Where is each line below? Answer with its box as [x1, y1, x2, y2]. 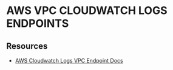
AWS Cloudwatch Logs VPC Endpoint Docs [15, 57, 123, 64]
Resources [6, 41, 48, 51]
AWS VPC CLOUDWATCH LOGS [6, 4, 168, 18]
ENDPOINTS [6, 16, 69, 30]
